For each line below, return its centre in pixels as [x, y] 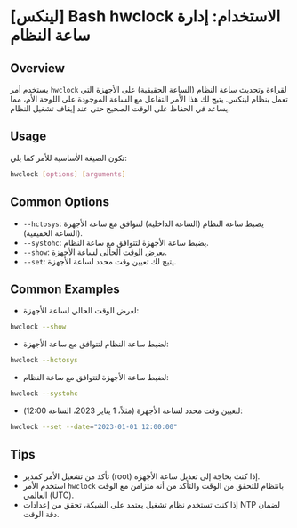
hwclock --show [38, 327]
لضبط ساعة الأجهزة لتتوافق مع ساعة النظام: [96, 378]
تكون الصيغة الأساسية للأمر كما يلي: [69, 158]
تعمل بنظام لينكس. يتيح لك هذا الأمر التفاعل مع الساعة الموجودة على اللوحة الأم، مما [149, 99]
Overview [38, 68]
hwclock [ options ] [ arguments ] [68, 174]
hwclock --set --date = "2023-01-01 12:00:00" [94, 426]
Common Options [60, 202]
